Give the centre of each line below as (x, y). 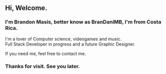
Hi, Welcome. (26, 8)
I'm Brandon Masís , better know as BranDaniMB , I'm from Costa (83, 22)
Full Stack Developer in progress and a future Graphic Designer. (70, 44)
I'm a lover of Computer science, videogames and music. (63, 39)
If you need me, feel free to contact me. (46, 53)
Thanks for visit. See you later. (43, 66)
